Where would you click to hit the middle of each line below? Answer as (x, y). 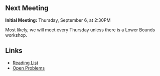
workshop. (16, 35)
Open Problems (29, 68)
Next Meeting (27, 8)
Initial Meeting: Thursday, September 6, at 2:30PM (58, 20)
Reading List (25, 63)
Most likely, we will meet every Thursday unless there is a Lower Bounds (80, 30)
